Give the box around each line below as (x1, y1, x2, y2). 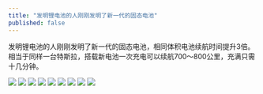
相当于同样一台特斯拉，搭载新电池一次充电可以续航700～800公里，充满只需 (8, 51, 255, 61)
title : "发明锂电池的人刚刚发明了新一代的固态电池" (8, 11, 158, 20)
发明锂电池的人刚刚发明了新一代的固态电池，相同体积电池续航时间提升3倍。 (8, 41, 255, 51)
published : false (8, 19, 66, 27)
